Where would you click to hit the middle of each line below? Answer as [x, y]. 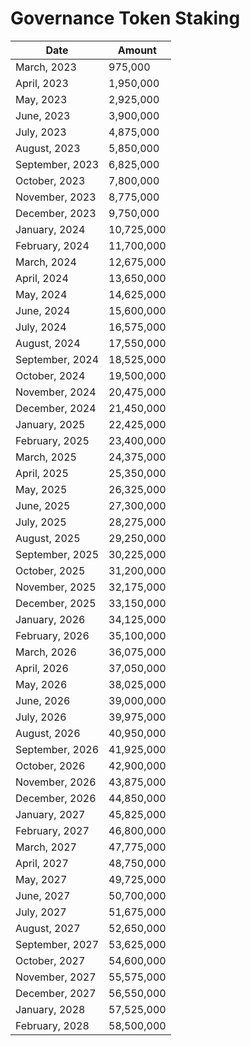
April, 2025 [42, 473]
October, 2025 [50, 570]
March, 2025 [46, 457]
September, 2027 [57, 944]
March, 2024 [46, 262]
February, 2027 [52, 830]
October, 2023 [50, 180]
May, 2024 [41, 294]
